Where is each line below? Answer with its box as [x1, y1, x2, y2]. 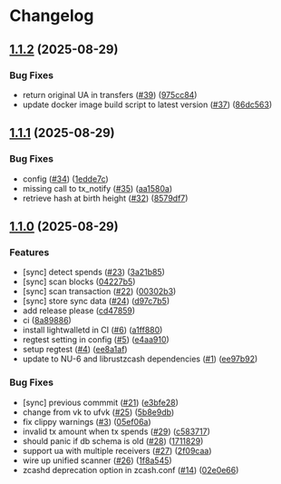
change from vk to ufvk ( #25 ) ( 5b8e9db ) [22, 406, 175, 418]
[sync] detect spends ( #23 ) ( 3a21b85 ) [22, 267, 166, 278]
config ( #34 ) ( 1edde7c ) [22, 173, 109, 184]
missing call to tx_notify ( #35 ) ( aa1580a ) [22, 183, 173, 193]
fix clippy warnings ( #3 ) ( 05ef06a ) [22, 416, 151, 427]
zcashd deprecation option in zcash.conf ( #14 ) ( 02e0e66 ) [22, 464, 239, 475]
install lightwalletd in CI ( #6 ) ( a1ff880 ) [22, 324, 163, 336]
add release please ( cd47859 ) [22, 305, 136, 316]
